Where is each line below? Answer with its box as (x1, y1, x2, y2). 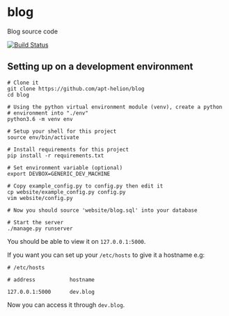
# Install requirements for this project (7, 146, 129, 153)
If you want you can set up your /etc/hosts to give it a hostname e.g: (7, 251, 205, 259)
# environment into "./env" (7, 109, 89, 117)
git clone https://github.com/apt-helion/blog (7, 85, 145, 92)
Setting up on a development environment (7, 60, 194, 73)
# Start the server (7, 219, 64, 226)
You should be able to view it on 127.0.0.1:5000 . (7, 237, 146, 245)
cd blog (7, 91, 30, 98)
